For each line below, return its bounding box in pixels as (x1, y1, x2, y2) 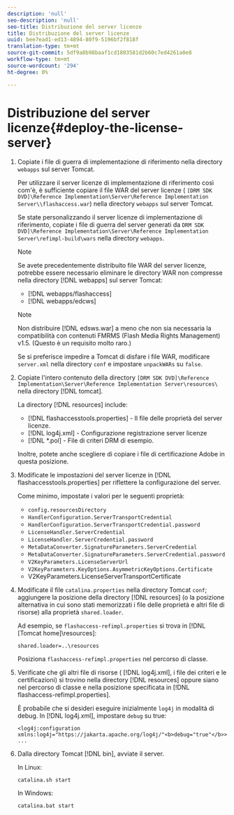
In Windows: (17, 789, 54, 798)
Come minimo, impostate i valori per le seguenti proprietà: (17, 492, 185, 500)
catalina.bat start (17, 802, 75, 809)
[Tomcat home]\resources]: (17, 629, 97, 637)
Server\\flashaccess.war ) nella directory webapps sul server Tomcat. (17, 200, 214, 208)
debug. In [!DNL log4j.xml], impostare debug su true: (17, 712, 167, 720)
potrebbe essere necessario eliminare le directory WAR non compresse (17, 268, 223, 277)
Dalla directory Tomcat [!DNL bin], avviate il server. (17, 749, 164, 758)
